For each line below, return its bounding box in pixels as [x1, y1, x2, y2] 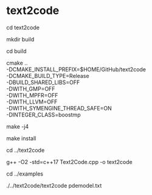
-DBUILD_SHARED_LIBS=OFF [6, 79, 80, 86]
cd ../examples [6, 170, 44, 177]
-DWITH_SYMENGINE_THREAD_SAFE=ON [6, 104, 112, 112]
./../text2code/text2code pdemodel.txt [6, 182, 102, 189]
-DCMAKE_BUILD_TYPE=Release [6, 72, 89, 79]
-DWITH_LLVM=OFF [6, 98, 58, 105]
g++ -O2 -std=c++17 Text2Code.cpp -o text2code [6, 158, 133, 165]
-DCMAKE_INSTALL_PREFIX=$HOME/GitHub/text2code [6, 65, 147, 73]
